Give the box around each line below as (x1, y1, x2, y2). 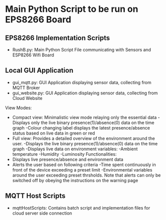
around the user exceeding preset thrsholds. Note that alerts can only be (12, 172, 161, 178)
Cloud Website (12, 95, 43, 101)
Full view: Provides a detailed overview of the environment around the (12, 135, 155, 141)
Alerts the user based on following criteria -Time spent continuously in (12, 162, 156, 168)
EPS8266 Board (5, 14, 71, 25)
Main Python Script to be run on (5, 3, 139, 15)
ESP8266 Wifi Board (12, 52, 55, 58)
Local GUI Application (5, 66, 73, 75)
